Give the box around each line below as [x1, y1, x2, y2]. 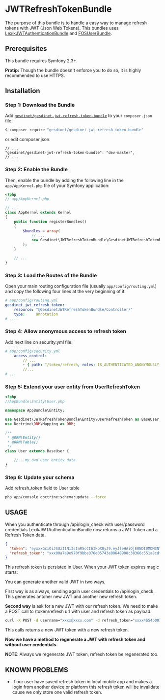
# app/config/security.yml [5, 349, 60, 354]
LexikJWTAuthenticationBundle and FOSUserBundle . [5, 30, 112, 36]
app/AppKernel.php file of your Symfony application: [5, 183, 110, 188]
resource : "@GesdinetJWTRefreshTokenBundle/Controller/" [14, 307, 133, 312]
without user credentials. [5, 642, 58, 648]
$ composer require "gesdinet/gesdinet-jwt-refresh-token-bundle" [5, 127, 144, 133]
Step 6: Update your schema [5, 474, 75, 480]
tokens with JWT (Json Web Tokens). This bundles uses [5, 25, 119, 31]
